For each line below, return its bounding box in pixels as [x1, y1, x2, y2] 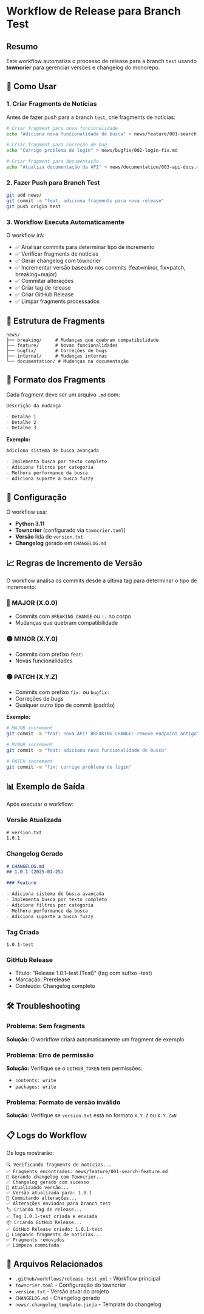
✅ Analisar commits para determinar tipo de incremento [15, 243, 155, 251]
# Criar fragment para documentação [6, 158, 99, 165]
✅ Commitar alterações [15, 277, 74, 285]
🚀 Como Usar [6, 81, 57, 92]
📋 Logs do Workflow [6, 1130, 87, 1140]
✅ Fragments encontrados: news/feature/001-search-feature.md [6, 1169, 168, 1175]
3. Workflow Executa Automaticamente [6, 217, 125, 226]
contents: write [15, 1078, 56, 1084]
